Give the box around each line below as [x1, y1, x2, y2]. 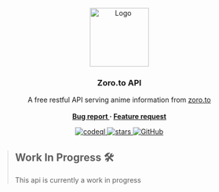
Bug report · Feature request [72, 112, 166, 121]
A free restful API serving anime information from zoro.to [27, 95, 211, 105]
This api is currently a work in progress [14, 176, 142, 185]
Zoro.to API [97, 77, 142, 88]
